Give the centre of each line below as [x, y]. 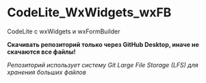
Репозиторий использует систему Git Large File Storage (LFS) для [103, 65]
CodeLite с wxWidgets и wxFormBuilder [64, 31]
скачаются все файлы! [41, 52]
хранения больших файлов [47, 72]
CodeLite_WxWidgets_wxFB [89, 13]
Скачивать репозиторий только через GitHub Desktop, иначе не [103, 44]
